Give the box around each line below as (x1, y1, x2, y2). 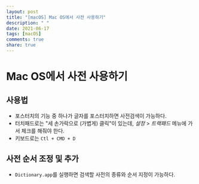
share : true (6, 42, 36, 48)
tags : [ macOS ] (6, 31, 42, 37)
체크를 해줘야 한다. (21, 127, 65, 134)
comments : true (6, 36, 44, 42)
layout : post (6, 8, 39, 15)
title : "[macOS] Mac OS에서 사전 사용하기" (6, 14, 106, 20)
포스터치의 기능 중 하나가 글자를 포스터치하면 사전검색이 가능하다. (14, 112, 167, 119)
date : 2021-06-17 (6, 25, 50, 32)
